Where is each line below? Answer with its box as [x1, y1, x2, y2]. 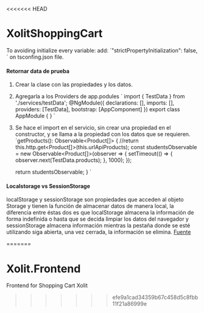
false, [183, 46, 198, 54]
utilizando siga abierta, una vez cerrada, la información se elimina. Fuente [6, 229, 191, 236]
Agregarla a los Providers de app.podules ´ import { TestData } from [15, 93, 185, 100]
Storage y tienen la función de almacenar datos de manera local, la [6, 202, 174, 210]
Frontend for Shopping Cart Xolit [6, 282, 88, 289]
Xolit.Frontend [6, 262, 81, 276]
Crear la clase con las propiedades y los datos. [15, 81, 133, 88]
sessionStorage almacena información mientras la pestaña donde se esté [6, 222, 191, 229]
